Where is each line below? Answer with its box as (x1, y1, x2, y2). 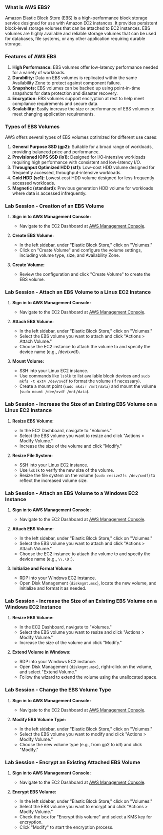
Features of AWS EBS (5, 53, 57, 60)
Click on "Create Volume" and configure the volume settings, (19, 247, 143, 253)
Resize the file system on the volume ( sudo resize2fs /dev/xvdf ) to (19, 472, 155, 478)
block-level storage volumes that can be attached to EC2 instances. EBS (5, 25, 150, 31)
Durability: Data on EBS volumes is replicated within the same (12, 75, 138, 81)
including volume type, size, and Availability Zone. (19, 252, 121, 258)
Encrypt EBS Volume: (12, 789, 57, 794)
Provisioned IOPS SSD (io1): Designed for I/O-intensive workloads (12, 154, 145, 160)
